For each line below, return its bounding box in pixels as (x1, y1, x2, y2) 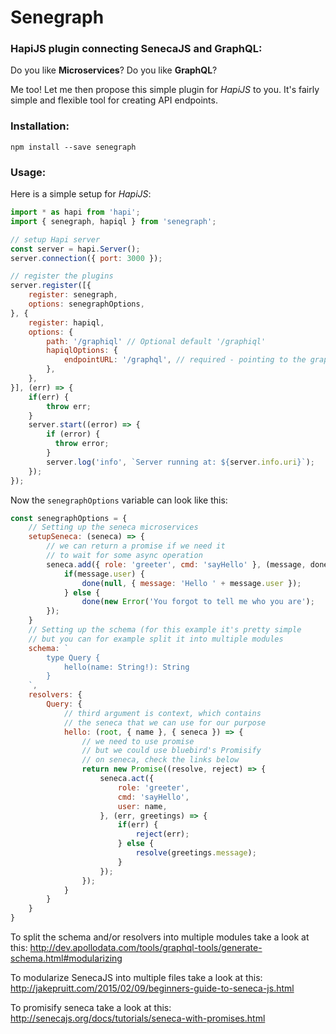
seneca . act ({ (99, 774, 155, 784)
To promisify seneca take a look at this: (10, 1002, 172, 1014)
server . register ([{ (10, 281, 92, 291)
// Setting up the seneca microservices (28, 522, 199, 533)
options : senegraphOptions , (28, 299, 145, 310)
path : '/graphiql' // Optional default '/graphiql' (46, 336, 267, 346)
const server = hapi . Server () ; (10, 244, 141, 254)
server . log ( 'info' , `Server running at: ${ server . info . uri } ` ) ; (46, 457, 315, 467)
